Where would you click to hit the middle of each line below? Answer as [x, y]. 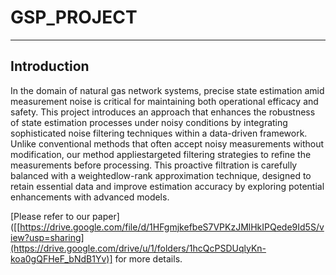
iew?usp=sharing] [47, 237]
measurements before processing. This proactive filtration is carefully [154, 165]
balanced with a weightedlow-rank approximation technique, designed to [161, 175]
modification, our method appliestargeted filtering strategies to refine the [161, 154]
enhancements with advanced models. [90, 197]
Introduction [50, 66]
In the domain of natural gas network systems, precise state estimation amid [167, 90]
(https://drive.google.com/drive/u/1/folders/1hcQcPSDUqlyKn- [138, 248]
